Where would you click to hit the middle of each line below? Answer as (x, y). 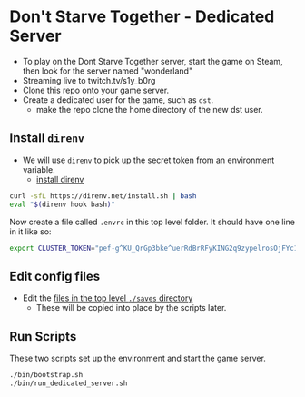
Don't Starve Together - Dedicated (142, 17)
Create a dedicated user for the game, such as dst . (118, 99)
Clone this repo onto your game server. (96, 90)
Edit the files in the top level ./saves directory (108, 298)
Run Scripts (43, 337)
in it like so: (30, 231)
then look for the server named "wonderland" (108, 71)
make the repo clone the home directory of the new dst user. (149, 109)
